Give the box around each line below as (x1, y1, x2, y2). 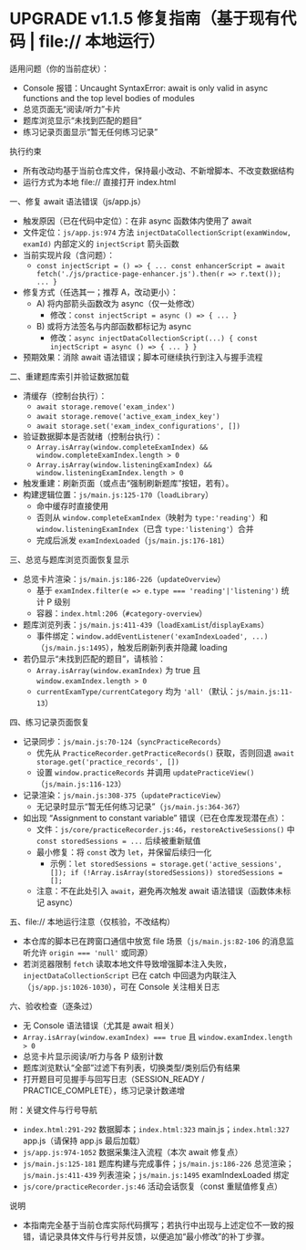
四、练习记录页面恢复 (9, 716, 89, 727)
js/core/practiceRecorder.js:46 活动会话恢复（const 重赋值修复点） (22, 1181, 283, 1192)
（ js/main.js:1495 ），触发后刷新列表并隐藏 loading (36, 641, 228, 652)
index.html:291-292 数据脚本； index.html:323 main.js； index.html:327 (22, 1123, 290, 1134)
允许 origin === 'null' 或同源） (30, 946, 153, 958)
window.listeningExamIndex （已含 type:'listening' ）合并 (36, 523, 255, 534)
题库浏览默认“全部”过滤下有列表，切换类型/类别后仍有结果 (22, 1062, 241, 1073)
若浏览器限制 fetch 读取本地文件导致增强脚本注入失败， (22, 958, 232, 969)
